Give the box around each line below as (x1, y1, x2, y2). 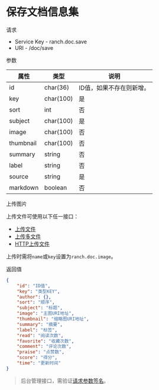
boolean (44, 183, 67, 192)
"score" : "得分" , (17, 354, 58, 361)
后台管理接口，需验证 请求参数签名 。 (20, 377, 109, 384)
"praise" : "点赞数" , (17, 349, 65, 355)
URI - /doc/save (14, 44, 54, 51)
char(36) (44, 83, 70, 91)
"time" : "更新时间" (17, 360, 61, 366)
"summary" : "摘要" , (17, 321, 63, 327)
